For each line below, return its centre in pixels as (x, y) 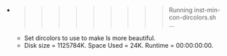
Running (181, 10)
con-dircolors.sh (192, 17)
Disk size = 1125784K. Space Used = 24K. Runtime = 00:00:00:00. (119, 45)
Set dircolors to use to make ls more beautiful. (90, 38)
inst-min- (207, 10)
